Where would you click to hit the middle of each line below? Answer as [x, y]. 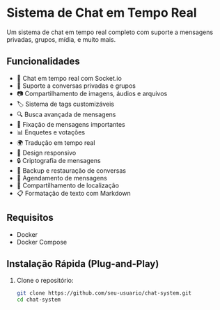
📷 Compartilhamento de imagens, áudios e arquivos [92, 93]
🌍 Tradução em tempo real [56, 142]
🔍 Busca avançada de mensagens [66, 114]
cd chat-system [39, 300]
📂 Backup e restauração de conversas [71, 170]
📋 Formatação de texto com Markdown [74, 193]
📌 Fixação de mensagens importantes [71, 124]
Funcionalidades [44, 62]
